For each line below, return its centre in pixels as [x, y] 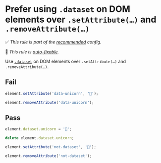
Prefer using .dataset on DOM [68, 9]
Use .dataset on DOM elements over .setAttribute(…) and [66, 61]
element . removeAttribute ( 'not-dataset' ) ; [49, 156]
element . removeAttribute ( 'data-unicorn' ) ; [50, 102]
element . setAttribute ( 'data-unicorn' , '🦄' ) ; [52, 93]
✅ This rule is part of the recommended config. [53, 42]
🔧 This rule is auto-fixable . [32, 52]
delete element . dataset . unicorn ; [40, 138]
